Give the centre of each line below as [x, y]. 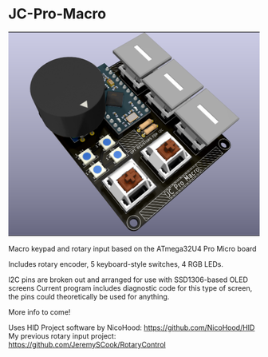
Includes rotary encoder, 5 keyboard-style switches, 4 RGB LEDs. [116, 264]
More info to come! [39, 311]
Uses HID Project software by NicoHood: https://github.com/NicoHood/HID [132, 327]
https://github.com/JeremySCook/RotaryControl [87, 344]
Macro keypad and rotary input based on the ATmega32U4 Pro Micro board [132, 248]
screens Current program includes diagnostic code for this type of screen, [130, 288]
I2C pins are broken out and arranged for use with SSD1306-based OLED [128, 280]
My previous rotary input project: [62, 335]
